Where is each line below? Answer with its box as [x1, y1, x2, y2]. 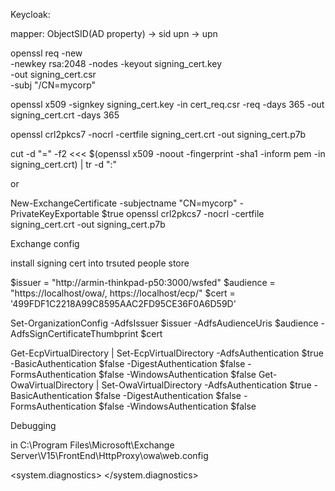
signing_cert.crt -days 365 [10, 109, 120, 121]
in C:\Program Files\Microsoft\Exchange [10, 439, 175, 451]
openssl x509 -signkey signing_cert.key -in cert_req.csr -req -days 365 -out [10, 99, 325, 110]
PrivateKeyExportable [10, 208, 100, 219]
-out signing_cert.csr [10, 69, 97, 80]
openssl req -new [10, 47, 83, 59]
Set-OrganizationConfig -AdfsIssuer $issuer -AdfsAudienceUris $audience [10, 317, 319, 329]
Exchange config [10, 238, 80, 249]
